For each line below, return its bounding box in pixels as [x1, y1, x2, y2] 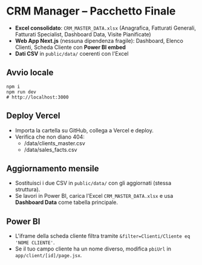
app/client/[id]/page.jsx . [15, 252, 82, 259]
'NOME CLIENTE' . [15, 239, 56, 246]
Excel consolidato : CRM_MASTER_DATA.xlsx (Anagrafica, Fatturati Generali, [15, 24, 197, 31]
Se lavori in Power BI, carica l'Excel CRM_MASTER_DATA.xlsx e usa [15, 192, 174, 200]
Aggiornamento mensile [6, 163, 99, 174]
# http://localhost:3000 [6, 94, 69, 100]
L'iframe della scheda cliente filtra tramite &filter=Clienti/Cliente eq [15, 232, 191, 240]
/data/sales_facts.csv [24, 146, 77, 153]
